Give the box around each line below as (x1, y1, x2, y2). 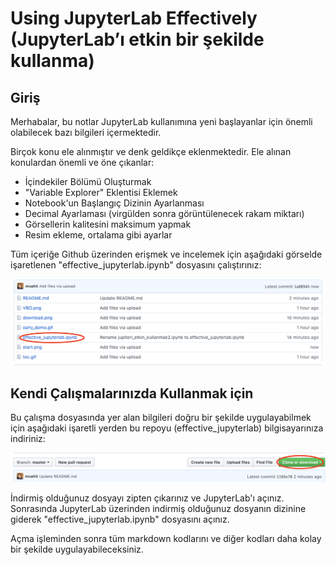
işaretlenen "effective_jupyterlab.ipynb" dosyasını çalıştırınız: (10, 259, 262, 271)
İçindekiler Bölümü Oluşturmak (24, 176, 152, 187)
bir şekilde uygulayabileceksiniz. (10, 543, 144, 556)
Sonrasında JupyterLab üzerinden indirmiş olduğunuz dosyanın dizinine (10, 503, 307, 515)
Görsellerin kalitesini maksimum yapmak (24, 218, 192, 230)
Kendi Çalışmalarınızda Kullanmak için (10, 385, 254, 402)
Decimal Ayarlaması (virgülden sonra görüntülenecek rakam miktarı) (24, 208, 305, 219)
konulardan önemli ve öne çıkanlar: (10, 157, 155, 168)
